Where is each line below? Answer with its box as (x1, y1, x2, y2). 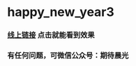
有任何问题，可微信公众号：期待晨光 (7, 51, 129, 60)
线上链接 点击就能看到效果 (7, 31, 96, 40)
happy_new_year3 (7, 4, 115, 20)
